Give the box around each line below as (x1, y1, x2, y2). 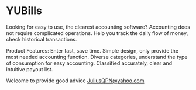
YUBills (6, 4, 42, 18)
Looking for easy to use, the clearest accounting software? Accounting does (6, 23, 190, 30)
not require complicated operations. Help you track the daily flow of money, (6, 29, 188, 36)
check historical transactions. (6, 36, 77, 43)
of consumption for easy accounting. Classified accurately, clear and (6, 60, 173, 67)
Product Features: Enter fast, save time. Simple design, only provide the (6, 47, 179, 54)
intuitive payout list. (6, 65, 53, 72)
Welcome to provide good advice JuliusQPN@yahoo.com (6, 77, 145, 84)
